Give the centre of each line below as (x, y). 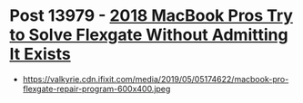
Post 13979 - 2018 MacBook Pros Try (151, 16)
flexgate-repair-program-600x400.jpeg (96, 89)
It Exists (40, 54)
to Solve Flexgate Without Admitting (149, 35)
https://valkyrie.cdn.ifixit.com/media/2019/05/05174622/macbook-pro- (156, 79)
